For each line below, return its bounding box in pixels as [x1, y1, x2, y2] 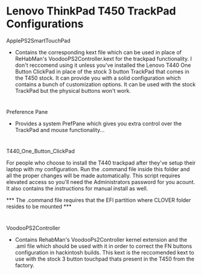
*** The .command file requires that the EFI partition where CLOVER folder [6, 197, 191, 204]
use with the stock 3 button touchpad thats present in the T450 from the [14, 255, 195, 262]
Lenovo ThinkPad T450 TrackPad [6, 4, 176, 18]
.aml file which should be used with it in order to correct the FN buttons [14, 242, 192, 250]
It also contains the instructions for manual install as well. [6, 185, 148, 192]
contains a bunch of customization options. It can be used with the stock [14, 80, 196, 88]
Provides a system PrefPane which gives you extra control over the [14, 120, 182, 127]
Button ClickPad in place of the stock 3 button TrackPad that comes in [14, 68, 190, 75]
